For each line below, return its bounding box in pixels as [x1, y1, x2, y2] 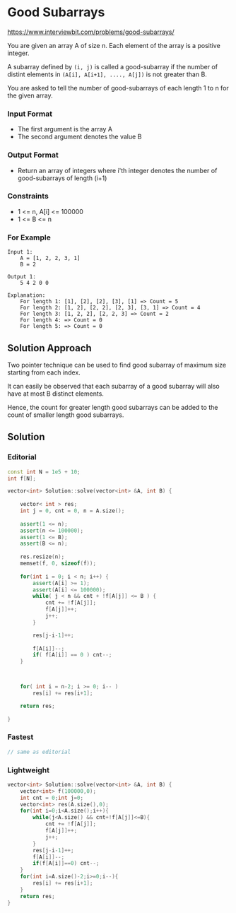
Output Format [7, 150, 59, 160]
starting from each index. [7, 368, 81, 377]
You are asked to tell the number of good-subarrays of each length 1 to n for [7, 83, 230, 92]
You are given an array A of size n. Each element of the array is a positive [7, 41, 220, 49]
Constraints [7, 192, 49, 201]
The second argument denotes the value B [17, 132, 142, 141]
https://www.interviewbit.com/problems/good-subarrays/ [7, 28, 175, 36]
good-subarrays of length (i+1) [17, 174, 107, 182]
